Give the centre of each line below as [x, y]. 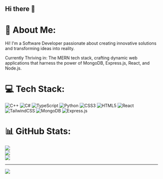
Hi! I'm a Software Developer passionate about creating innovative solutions [81, 43]
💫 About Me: [31, 30]
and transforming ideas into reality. [40, 49]
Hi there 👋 [20, 9]
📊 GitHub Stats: [38, 131]
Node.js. [13, 68]
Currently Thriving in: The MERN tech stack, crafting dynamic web [71, 58]
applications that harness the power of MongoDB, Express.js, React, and [77, 63]
